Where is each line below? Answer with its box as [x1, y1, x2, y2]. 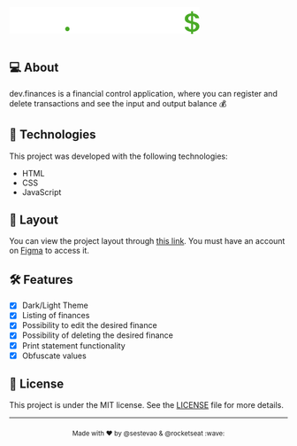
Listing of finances [21, 310, 90, 321]
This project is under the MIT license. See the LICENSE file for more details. [9, 400, 285, 411]
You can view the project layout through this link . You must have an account [9, 236, 286, 246]
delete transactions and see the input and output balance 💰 [9, 98, 227, 108]
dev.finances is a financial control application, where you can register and [9, 88, 278, 98]
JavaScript [21, 186, 62, 197]
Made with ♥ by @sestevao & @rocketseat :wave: [72, 429, 225, 438]
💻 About [9, 60, 59, 75]
